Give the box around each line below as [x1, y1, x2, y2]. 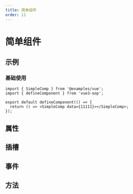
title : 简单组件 [5, 7, 37, 13]
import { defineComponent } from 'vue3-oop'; [5, 91, 103, 96]
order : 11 [5, 12, 26, 17]
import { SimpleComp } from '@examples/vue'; [5, 87, 103, 92]
